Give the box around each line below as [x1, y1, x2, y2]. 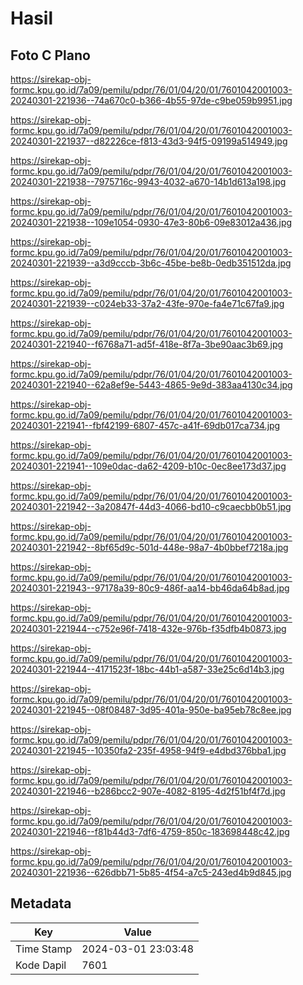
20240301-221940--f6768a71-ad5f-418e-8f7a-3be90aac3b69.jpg [10, 338, 284, 350]
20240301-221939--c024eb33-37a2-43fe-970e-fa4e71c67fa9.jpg [10, 298, 285, 309]
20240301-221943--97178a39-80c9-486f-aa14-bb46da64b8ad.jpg [10, 582, 290, 594]
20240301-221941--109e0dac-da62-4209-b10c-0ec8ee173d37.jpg [10, 460, 287, 472]
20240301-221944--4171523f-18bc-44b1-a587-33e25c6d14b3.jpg [10, 663, 285, 675]
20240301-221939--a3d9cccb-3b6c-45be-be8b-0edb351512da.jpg [10, 257, 292, 269]
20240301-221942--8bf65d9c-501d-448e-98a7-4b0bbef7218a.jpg [10, 542, 289, 553]
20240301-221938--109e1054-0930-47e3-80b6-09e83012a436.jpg [10, 217, 293, 228]
